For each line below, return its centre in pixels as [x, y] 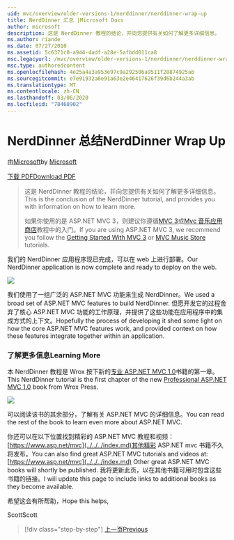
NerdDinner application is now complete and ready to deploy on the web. [112, 267]
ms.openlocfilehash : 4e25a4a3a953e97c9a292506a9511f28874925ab [101, 72]
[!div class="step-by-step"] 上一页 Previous [86, 530]
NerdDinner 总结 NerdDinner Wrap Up [117, 141]
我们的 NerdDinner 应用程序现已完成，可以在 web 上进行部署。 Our [103, 259]
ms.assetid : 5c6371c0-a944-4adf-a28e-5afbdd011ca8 [82, 53]
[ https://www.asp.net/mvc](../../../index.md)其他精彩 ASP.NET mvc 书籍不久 [116, 445]
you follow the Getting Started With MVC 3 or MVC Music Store [115, 237]
